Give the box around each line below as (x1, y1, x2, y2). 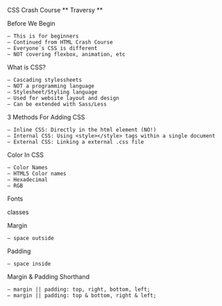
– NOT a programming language (7, 83, 95, 90)
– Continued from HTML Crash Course (7, 39, 113, 46)
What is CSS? (7, 63, 46, 71)
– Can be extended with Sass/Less (7, 101, 108, 108)
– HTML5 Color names (7, 170, 67, 177)
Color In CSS (7, 151, 44, 159)
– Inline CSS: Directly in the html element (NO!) (7, 126, 157, 133)
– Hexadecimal (7, 176, 49, 183)
